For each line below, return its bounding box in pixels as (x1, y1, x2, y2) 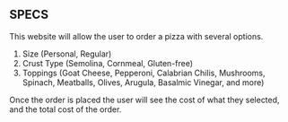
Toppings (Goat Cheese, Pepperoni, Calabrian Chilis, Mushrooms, (22, 67, 266, 78)
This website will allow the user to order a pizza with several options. (9, 30, 264, 41)
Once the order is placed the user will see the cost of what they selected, (9, 94, 280, 105)
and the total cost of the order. (9, 103, 122, 115)
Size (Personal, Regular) (22, 48, 112, 59)
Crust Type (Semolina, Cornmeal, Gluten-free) (22, 57, 194, 68)
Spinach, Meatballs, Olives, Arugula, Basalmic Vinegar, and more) (22, 76, 265, 88)
